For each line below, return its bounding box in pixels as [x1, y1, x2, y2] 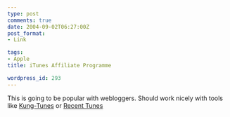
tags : [7, 49, 23, 56]
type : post [7, 10, 39, 18]
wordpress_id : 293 [7, 74, 61, 81]
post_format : [7, 29, 46, 37]
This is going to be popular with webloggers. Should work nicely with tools [7, 94, 224, 102]
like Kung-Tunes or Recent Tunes [7, 101, 103, 109]
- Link [7, 36, 27, 43]
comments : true [7, 17, 52, 24]
